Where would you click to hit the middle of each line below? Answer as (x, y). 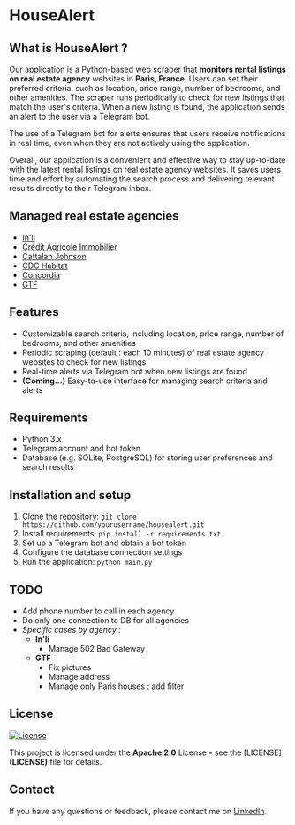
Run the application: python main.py (87, 562)
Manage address (79, 677)
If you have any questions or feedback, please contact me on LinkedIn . (138, 811)
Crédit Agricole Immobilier (69, 247)
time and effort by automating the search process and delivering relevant (142, 179)
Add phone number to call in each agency (98, 611)
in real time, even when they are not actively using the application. (129, 143)
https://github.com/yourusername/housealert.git (113, 525)
